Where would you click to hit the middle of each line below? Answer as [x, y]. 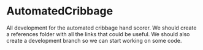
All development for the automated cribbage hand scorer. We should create [101, 28]
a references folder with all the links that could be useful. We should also [98, 34]
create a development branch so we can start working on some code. [94, 40]
